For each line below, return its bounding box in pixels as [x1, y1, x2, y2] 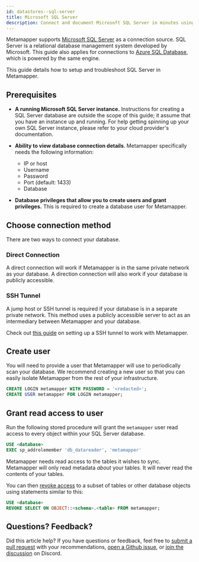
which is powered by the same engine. [6, 55, 101, 62]
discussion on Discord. [6, 550, 62, 557]
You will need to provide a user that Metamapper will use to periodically [6, 362, 181, 369]
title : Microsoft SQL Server [6, 14, 78, 20]
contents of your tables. [6, 470, 65, 477]
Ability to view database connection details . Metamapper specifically [14, 142, 187, 149]
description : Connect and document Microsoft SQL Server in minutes [6, 20, 179, 25]
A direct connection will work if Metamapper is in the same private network [6, 264, 190, 272]
